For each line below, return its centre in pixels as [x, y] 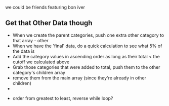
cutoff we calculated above [41, 62]
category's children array [39, 72]
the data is [24, 51]
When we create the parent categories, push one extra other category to [88, 35]
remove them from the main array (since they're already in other [79, 78]
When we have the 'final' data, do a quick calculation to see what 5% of [87, 46]
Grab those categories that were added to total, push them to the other [86, 67]
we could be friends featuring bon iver [45, 7]
